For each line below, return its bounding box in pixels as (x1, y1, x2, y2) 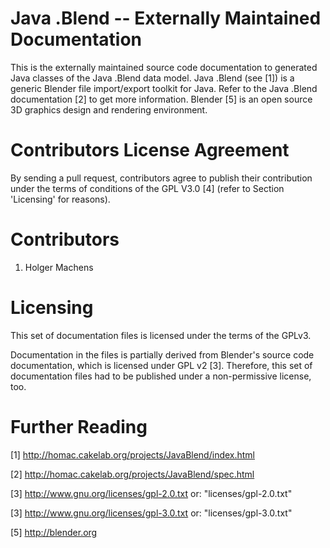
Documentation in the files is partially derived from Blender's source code (10, 348, 315, 361)
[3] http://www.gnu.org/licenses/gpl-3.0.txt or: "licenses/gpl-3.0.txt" (10, 507, 293, 519)
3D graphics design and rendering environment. (10, 103, 208, 116)
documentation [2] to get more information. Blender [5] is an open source (10, 93, 313, 105)
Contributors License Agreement (10, 139, 290, 162)
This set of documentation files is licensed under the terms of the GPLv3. (10, 329, 312, 341)
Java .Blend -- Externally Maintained (10, 7, 322, 30)
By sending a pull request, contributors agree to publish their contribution (10, 172, 313, 184)
